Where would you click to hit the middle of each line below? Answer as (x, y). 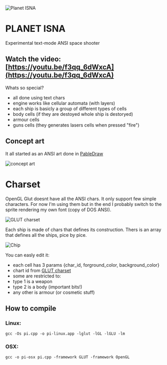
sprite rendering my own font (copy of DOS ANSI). (58, 210)
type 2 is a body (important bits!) (48, 287)
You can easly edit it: (27, 255)
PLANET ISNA (35, 29)
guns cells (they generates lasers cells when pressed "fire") (76, 125)
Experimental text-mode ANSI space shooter (53, 43)
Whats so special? (25, 88)
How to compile (31, 308)
